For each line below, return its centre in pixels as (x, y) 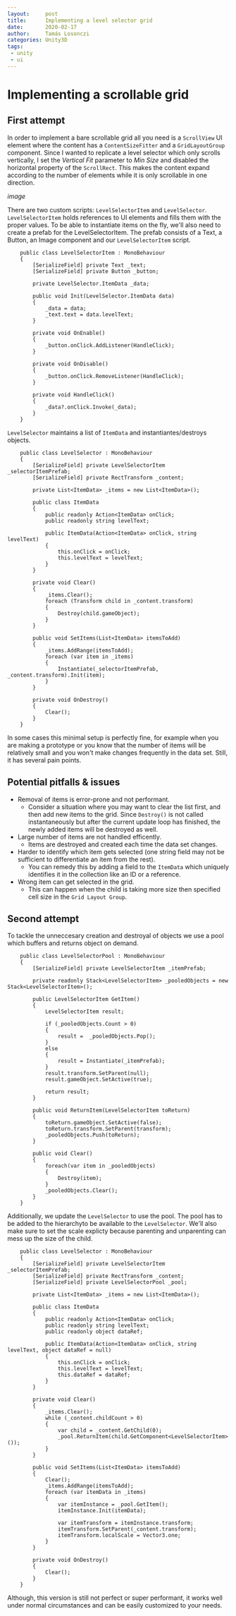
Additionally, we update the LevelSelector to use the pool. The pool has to (115, 1216)
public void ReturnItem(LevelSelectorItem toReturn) (112, 1111)
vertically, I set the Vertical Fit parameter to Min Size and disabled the (108, 160)
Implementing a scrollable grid (98, 94)
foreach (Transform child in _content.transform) (119, 601)
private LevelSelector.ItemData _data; (91, 284)
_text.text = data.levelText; (89, 315)
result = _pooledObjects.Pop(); (107, 1037)
